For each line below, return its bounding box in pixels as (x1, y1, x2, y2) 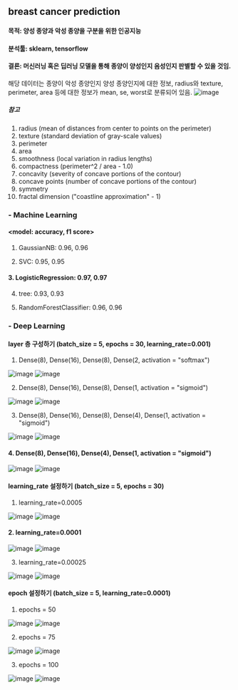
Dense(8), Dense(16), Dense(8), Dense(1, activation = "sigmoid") (18, 383, 209, 392)
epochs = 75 (18, 633, 56, 642)
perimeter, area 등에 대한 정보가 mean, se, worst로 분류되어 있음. (8, 88, 192, 96)
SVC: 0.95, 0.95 (18, 257, 65, 266)
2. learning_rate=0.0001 (8, 528, 81, 537)
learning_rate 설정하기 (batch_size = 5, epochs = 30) (8, 482, 165, 490)
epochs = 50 (18, 605, 56, 614)
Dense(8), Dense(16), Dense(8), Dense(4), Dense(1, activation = (18, 411, 206, 420)
